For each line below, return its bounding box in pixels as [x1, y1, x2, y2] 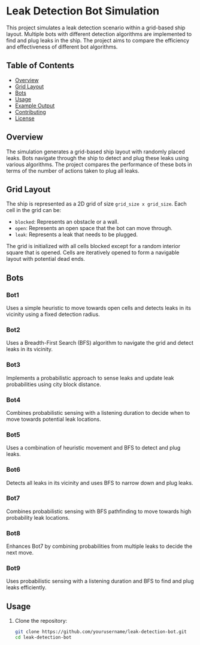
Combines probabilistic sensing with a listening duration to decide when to [6, 409, 190, 416]
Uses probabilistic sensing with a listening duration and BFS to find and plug [6, 577, 195, 585]
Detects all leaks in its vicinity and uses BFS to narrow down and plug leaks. [6, 479, 193, 486]
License [14, 114, 35, 122]
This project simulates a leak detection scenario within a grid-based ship [6, 24, 186, 31]
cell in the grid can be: [6, 207, 62, 214]
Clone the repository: [14, 617, 68, 625]
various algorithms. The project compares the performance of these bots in [6, 161, 192, 168]
